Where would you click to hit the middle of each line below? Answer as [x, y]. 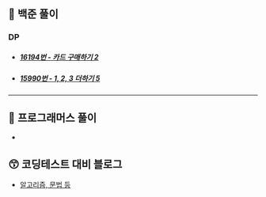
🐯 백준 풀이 [34, 14]
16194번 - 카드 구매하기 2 [59, 57]
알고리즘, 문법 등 [45, 185]
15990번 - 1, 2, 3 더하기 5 [60, 78]
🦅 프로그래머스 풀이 [53, 118]
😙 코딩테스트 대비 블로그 [65, 164]
